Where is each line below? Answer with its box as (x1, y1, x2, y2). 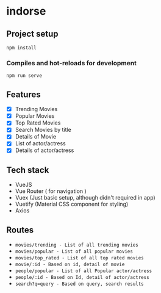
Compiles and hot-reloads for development (6, 59, 137, 67)
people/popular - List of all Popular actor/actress (15, 268, 152, 274)
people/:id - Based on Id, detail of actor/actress (15, 275, 149, 281)
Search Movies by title (15, 126, 71, 134)
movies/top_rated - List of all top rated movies (15, 255, 145, 261)
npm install (6, 45, 37, 51)
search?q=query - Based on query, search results (15, 281, 145, 288)
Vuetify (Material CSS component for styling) (15, 200, 129, 208)
